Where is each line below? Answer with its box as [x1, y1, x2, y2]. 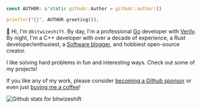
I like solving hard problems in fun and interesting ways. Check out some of [6, 58, 195, 66]
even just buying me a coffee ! [6, 83, 81, 90]
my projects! [6, 65, 38, 72]
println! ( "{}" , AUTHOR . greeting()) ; [6, 16, 99, 22]
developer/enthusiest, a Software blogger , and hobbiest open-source [6, 40, 180, 48]
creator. [6, 47, 26, 54]
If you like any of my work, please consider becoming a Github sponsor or [6, 76, 192, 84]
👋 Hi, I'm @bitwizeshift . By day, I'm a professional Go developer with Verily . [6, 27, 197, 35]
